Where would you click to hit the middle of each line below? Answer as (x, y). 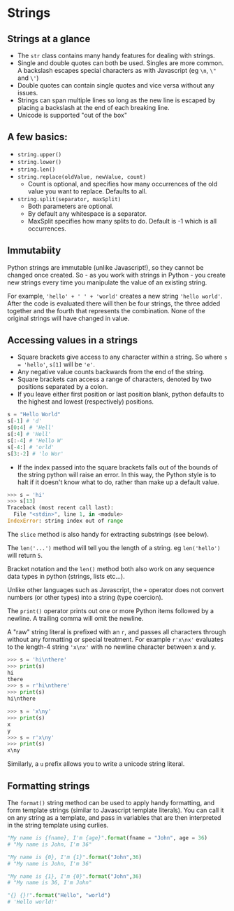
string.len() (36, 170)
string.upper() (39, 155)
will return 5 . (25, 555)
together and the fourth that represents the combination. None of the (107, 310)
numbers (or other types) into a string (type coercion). (85, 597)
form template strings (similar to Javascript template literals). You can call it (116, 810)
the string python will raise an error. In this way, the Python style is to (117, 474)
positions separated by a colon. (63, 387)
